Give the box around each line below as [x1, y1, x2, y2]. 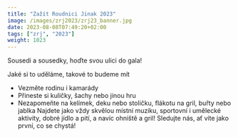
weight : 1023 [7, 37, 46, 44]
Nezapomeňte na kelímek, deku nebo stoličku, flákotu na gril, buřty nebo [17, 99, 232, 107]
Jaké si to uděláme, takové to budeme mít [7, 70, 130, 79]
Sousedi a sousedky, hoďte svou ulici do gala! [7, 56, 143, 65]
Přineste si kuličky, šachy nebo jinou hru [17, 92, 137, 100]
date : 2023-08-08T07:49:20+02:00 [7, 23, 107, 31]
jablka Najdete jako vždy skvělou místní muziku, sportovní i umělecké [17, 106, 222, 115]
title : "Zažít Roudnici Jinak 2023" [7, 10, 116, 18]
